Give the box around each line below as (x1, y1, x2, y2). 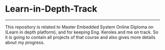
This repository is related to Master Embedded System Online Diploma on (5, 24, 154, 30)
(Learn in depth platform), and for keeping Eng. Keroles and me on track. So (5, 29, 159, 35)
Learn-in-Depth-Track (5, 3, 97, 15)
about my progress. (5, 39, 45, 45)
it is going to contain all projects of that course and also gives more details (5, 34, 156, 40)
